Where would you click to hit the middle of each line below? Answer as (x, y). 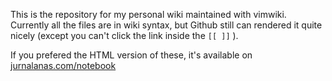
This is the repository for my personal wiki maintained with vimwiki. (148, 14)
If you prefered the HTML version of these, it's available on (131, 55)
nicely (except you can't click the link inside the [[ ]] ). (124, 35)
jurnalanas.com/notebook (63, 65)
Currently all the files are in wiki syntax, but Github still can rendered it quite (166, 25)
